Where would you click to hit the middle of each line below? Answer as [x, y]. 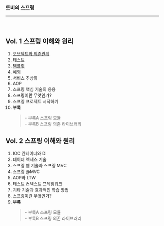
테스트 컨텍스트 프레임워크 [37, 184]
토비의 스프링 [20, 7]
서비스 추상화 [25, 78]
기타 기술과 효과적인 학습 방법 [40, 190]
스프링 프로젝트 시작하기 [36, 102]
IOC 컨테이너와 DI [29, 154]
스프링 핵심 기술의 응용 [34, 89]
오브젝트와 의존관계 [31, 54]
